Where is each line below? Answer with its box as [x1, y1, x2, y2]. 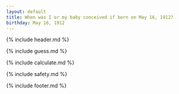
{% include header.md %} [6, 36, 69, 43]
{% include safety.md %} [6, 71, 68, 78]
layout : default [6, 8, 46, 15]
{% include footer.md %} [6, 82, 67, 89]
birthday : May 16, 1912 [6, 20, 65, 26]
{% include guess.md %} [6, 48, 67, 55]
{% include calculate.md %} [6, 59, 75, 66]
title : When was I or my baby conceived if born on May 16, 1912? [6, 14, 174, 20]
